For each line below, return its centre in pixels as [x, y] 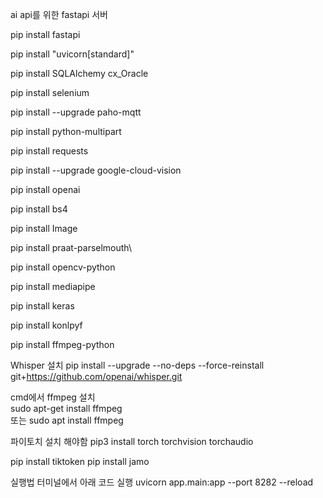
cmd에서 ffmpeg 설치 [53, 397]
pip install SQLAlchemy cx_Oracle [79, 73]
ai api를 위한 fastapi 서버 [59, 14]
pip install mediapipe [53, 286]
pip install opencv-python [63, 267]
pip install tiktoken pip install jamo [80, 461]
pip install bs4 [39, 209]
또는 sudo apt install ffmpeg [67, 420]
